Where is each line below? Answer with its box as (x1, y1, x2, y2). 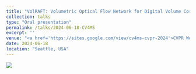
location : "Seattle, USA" (6, 46, 69, 52)
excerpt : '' (6, 30, 35, 36)
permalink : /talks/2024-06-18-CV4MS (6, 24, 95, 31)
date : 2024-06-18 (6, 41, 48, 47)
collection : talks (6, 14, 51, 20)
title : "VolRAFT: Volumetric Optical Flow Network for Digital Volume (6, 8, 181, 14)
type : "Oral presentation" (6, 19, 72, 25)
